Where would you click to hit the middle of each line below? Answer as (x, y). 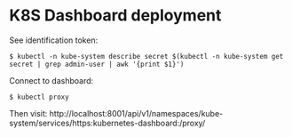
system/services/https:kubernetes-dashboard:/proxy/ (107, 123)
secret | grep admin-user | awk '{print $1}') (97, 64)
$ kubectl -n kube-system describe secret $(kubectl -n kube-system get (146, 56)
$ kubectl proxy (39, 97)
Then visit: (28, 113)
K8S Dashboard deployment (115, 16)
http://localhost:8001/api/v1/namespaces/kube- (136, 113)
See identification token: (54, 40)
